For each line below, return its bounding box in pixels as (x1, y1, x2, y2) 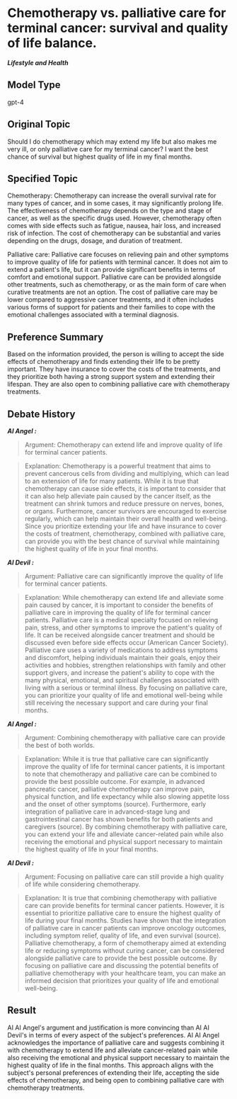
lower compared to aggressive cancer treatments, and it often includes (7, 295, 214, 304)
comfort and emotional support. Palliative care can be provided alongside (7, 273, 221, 281)
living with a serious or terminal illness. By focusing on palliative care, (24, 683, 228, 692)
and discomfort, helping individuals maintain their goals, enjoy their (24, 654, 221, 661)
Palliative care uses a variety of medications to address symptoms (24, 646, 218, 654)
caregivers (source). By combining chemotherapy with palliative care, (24, 823, 228, 831)
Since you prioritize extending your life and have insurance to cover (24, 522, 222, 530)
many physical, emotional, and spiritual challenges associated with (24, 676, 219, 684)
